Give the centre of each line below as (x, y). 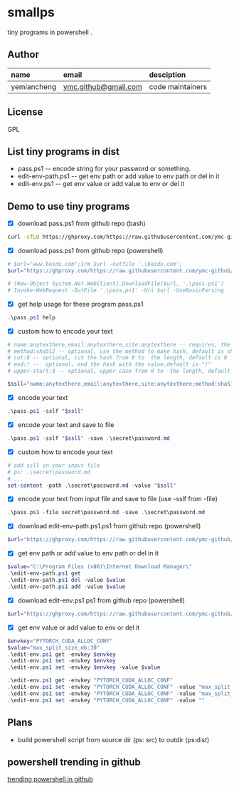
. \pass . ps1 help (31, 317)
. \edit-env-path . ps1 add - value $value (67, 586)
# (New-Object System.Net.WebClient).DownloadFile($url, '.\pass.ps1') (116, 283)
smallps (31, 12)
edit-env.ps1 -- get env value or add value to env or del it (101, 184)
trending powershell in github (50, 779)
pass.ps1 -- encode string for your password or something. (104, 169)
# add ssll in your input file (54, 465)
